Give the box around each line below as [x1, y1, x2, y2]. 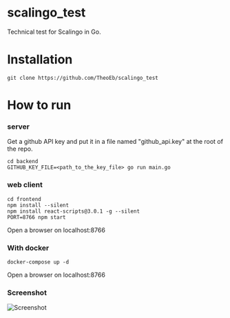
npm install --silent [7, 202, 70, 209]
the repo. [7, 145, 33, 153]
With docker [7, 243, 50, 253]
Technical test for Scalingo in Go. [7, 28, 101, 36]
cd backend [7, 158, 39, 165]
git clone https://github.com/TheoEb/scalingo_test [7, 74, 158, 81]
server [7, 122, 30, 131]
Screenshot [7, 288, 47, 297]
